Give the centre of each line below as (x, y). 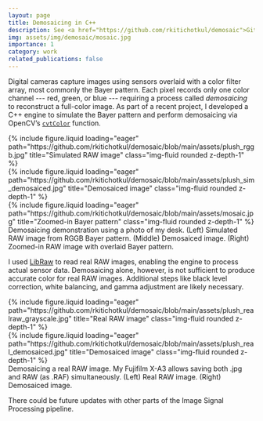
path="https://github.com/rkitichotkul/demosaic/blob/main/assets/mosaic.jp (131, 213)
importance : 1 (31, 45)
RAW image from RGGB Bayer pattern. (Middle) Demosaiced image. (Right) (129, 238)
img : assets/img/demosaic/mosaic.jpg (70, 37)
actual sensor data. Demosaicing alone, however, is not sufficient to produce (131, 270)
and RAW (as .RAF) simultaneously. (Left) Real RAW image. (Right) (115, 376)
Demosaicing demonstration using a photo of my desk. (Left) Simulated (123, 230)
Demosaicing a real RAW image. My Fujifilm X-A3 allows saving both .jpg (125, 368)
